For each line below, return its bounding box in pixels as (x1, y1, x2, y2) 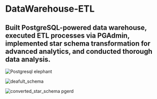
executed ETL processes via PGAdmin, (5, 31, 130, 40)
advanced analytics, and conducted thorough (5, 47, 153, 56)
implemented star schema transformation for (5, 39, 151, 48)
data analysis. (5, 55, 51, 63)
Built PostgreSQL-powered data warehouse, (5, 23, 147, 32)
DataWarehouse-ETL (5, 3, 95, 15)
